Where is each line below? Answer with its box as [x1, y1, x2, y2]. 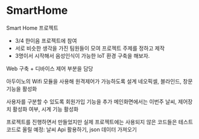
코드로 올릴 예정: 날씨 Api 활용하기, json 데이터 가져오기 [6, 126, 137, 133]
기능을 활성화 [6, 85, 37, 92]
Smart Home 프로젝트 [6, 24, 58, 31]
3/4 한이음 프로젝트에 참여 [14, 37, 77, 44]
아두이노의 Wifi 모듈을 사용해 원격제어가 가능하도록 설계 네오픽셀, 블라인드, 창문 [6, 78, 193, 85]
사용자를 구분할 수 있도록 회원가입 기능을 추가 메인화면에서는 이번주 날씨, [6, 97, 177, 105]
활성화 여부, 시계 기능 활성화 [12, 105, 79, 113]
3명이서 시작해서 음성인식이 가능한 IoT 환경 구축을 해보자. [14, 52, 150, 59]
